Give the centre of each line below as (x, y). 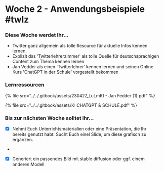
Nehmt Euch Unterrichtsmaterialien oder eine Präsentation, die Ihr (79, 129)
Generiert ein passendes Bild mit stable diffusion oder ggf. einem (78, 159)
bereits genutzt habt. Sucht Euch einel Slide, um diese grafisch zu (79, 134)
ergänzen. (22, 140)
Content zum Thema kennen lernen (48, 62)
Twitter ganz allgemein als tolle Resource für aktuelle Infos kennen (80, 46)
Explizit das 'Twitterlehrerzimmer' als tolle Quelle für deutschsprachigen (85, 56)
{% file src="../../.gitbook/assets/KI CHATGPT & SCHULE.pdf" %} (71, 105)
